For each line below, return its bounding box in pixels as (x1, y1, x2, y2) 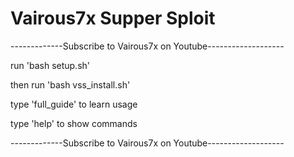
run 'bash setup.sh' (10, 59, 91, 71)
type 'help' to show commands (10, 117, 138, 129)
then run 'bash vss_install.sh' (10, 78, 131, 91)
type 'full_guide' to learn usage (10, 98, 138, 110)
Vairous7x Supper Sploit (10, 7, 216, 30)
